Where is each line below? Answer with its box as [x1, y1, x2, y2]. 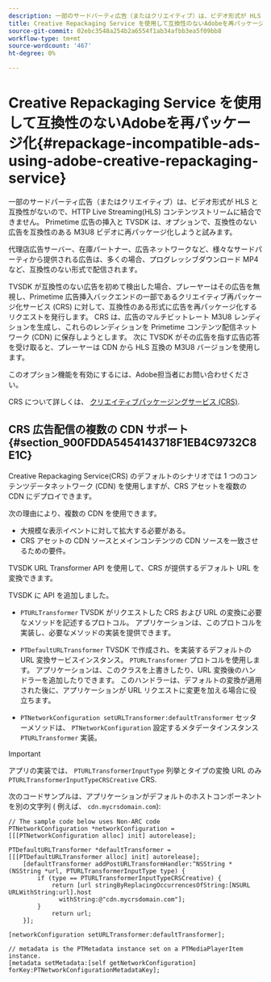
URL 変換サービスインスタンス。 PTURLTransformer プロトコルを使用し [19, 655, 253, 664]
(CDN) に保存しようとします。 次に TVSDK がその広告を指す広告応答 [31, 332, 261, 342]
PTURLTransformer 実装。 [19, 732, 102, 742]
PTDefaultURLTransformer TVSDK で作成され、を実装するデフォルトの [19, 644, 252, 655]
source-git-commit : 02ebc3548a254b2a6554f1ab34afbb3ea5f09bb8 [8, 27, 222, 35]
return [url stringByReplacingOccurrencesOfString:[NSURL [51, 881, 251, 889]
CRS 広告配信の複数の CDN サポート [8, 423, 189, 436]
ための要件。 [27, 546, 70, 555]
